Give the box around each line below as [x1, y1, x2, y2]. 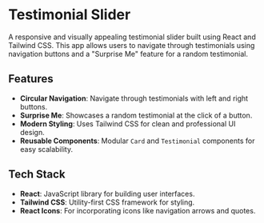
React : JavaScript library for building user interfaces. [19, 189, 195, 198]
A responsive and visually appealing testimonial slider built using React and [8, 32, 256, 42]
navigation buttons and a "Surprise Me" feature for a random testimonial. [8, 49, 248, 58]
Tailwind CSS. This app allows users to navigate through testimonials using [8, 40, 255, 50]
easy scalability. [19, 144, 74, 153]
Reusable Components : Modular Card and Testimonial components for [19, 136, 255, 145]
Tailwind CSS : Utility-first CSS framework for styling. [19, 197, 195, 207]
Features [8, 72, 54, 86]
